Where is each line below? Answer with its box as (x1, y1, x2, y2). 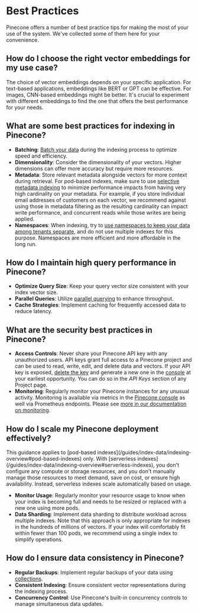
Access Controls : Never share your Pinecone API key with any (14, 350, 167, 357)
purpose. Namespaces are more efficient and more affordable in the (14, 234, 181, 241)
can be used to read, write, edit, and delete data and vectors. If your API (14, 363, 190, 370)
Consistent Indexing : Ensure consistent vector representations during (14, 581, 186, 588)
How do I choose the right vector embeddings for (6, 53, 191, 63)
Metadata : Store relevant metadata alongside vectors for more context (14, 171, 187, 178)
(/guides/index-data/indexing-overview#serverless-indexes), (6, 461, 155, 468)
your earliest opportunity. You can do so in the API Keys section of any (14, 375, 187, 382)
